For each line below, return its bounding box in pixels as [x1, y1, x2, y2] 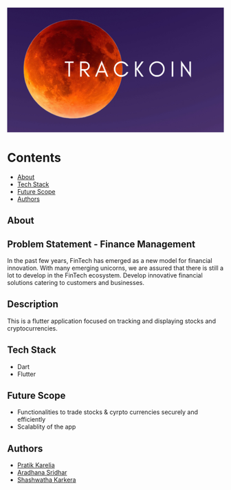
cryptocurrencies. [7, 324, 58, 332]
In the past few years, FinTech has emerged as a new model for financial [7, 257, 212, 265]
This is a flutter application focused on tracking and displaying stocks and [7, 317, 217, 325]
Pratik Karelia [16, 461, 55, 469]
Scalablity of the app [16, 422, 76, 431]
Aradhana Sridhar [16, 469, 67, 477]
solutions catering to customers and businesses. [7, 279, 144, 287]
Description [7, 298, 58, 311]
